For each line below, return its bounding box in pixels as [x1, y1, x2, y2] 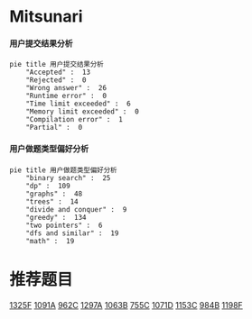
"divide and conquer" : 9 [25, 205, 127, 214]
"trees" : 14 [25, 196, 79, 206]
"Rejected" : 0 [25, 76, 88, 85]
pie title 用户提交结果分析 [9, 60, 104, 69]
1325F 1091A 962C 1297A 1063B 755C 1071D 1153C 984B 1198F [9, 299, 244, 310]
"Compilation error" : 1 [25, 115, 124, 124]
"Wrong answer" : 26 [25, 84, 107, 93]
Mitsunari [9, 6, 83, 27]
